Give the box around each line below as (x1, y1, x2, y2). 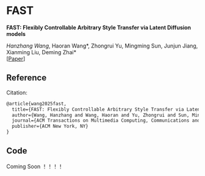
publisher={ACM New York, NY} (12, 123, 88, 130)
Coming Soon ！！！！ (6, 163, 64, 170)
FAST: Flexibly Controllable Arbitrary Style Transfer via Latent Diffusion (6, 24, 191, 31)
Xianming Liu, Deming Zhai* (6, 48, 77, 55)
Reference (6, 72, 47, 83)
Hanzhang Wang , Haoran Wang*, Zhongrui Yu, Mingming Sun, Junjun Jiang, (6, 42, 198, 49)
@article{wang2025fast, (6, 100, 67, 107)
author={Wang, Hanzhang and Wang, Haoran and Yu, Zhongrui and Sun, (12, 112, 190, 118)
